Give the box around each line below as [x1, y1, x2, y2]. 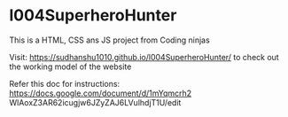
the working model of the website [9, 61, 132, 72]
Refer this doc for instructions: [9, 78, 121, 89]
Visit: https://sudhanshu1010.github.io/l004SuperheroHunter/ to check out [9, 51, 279, 62]
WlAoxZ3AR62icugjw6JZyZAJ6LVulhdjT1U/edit [9, 97, 182, 107]
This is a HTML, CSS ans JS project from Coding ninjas [9, 35, 210, 45]
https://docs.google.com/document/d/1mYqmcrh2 [9, 88, 192, 98]
